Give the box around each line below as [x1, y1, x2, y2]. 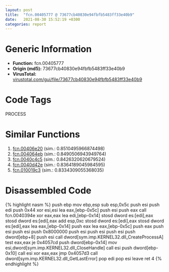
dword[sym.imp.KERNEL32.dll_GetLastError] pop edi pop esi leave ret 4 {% [5, 256, 162, 261]
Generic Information [5, 44, 92, 55]
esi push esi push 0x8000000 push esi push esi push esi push [5, 229, 136, 234]
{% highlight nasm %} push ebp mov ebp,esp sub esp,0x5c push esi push [5, 201, 160, 208]
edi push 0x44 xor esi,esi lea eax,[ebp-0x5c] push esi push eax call [5, 207, 147, 213]
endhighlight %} [5, 261, 39, 267]
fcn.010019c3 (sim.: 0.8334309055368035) [12, 167, 104, 173]
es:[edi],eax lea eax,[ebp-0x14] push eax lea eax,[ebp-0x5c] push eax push [5, 223, 164, 229]
